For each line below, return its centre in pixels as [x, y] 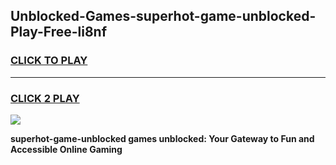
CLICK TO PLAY [49, 61]
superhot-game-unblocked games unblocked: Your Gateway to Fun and [162, 138]
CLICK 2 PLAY [45, 98]
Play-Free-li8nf [59, 32]
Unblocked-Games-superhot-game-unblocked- [163, 16]
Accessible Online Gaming [66, 149]
